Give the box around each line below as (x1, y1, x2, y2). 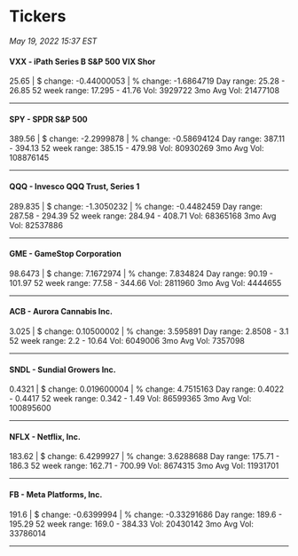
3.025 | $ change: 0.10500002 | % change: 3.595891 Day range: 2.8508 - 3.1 (9, 326, 289, 337)
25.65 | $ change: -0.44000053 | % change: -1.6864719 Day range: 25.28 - (9, 75, 286, 86)
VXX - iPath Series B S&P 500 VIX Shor (9, 56, 156, 67)
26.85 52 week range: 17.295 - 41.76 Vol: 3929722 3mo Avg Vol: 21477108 (9, 85, 280, 96)
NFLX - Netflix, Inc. (9, 431, 82, 441)
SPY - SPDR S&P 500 (9, 114, 89, 124)
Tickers (9, 6, 67, 27)
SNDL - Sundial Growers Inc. (9, 364, 117, 375)
